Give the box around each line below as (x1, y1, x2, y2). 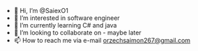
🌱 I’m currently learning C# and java (13, 21, 117, 29)
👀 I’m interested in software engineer (13, 14, 120, 22)
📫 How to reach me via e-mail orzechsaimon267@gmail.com (13, 37, 190, 44)
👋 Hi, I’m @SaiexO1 (13, 7, 68, 14)
